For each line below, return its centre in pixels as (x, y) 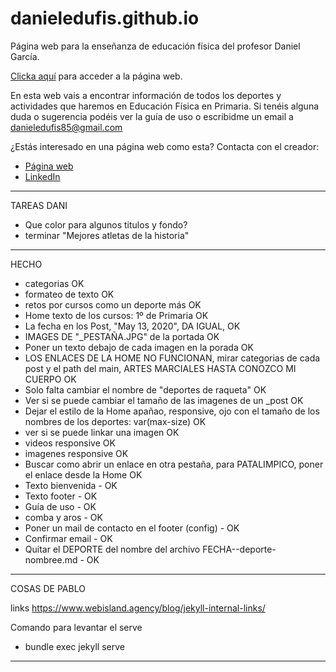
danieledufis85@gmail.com (66, 127)
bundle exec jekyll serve (74, 646)
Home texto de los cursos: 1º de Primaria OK (116, 315)
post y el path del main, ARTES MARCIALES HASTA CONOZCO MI (160, 368)
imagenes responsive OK (76, 453)
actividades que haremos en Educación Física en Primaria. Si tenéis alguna (165, 106)
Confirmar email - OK (68, 538)
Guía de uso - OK (60, 506)
